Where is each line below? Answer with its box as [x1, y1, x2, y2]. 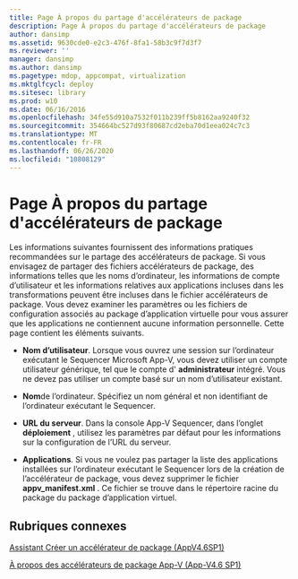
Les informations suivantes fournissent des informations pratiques [9, 242, 253, 253]
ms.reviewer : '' [9, 47, 70, 56]
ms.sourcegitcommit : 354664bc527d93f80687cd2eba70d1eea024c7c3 [9, 122, 251, 131]
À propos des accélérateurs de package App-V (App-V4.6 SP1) [9, 559, 242, 570]
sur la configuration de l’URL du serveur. [21, 436, 172, 448]
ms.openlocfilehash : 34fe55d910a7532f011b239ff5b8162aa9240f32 [9, 113, 251, 122]
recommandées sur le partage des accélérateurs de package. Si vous [9, 252, 266, 263]
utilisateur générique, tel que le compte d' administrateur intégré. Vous [21, 364, 286, 375]
